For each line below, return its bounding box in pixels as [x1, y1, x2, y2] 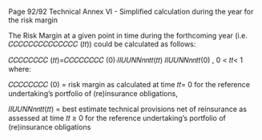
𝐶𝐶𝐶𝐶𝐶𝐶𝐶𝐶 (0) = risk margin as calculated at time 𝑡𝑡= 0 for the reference [8, 80, 251, 89]
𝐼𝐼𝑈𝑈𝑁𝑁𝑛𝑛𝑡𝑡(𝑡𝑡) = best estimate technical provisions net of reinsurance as [8, 104, 247, 114]
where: [8, 64, 32, 74]
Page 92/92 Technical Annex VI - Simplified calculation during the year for [8, 7, 254, 16]
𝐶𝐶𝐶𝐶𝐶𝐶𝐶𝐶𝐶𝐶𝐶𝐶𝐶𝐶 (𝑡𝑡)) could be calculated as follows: [8, 39, 196, 49]
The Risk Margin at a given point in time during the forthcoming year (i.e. [8, 31, 248, 40]
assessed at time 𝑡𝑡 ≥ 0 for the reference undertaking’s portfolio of [8, 114, 227, 122]
